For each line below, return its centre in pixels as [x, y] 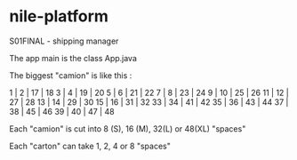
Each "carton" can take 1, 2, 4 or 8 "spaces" [90, 146]
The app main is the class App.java [73, 58]
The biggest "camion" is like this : [71, 75]
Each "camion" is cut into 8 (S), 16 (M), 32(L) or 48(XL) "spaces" [128, 128]
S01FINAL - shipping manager [64, 41]
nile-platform [59, 16]
